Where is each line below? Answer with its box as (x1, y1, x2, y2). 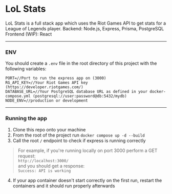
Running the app (5, 115, 48, 122)
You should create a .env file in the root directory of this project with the (5, 60, 157, 67)
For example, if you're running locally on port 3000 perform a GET (17, 147, 158, 153)
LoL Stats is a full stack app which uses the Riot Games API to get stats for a (5, 20, 166, 26)
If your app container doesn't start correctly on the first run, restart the (12, 177, 162, 183)
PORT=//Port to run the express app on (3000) (5, 75, 106, 81)
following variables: (5, 66, 47, 72)
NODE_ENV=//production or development (5, 98, 88, 103)
